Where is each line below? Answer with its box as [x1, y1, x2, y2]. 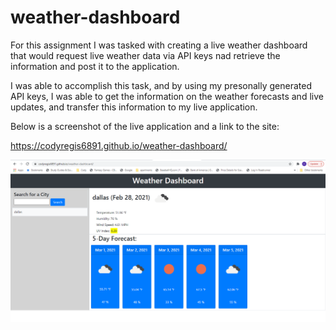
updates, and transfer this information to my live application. [10, 101, 258, 113]
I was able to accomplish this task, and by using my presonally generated [10, 79, 312, 91]
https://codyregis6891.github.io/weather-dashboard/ [10, 139, 228, 151]
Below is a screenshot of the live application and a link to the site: [10, 120, 280, 132]
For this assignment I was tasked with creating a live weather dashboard [10, 39, 308, 51]
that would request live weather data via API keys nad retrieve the [10, 49, 281, 61]
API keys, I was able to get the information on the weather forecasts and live [10, 90, 324, 102]
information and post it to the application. [10, 60, 180, 72]
